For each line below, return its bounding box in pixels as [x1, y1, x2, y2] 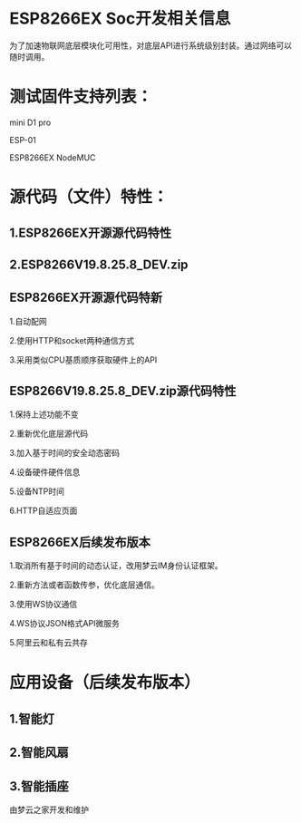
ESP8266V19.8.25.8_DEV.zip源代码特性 [9, 383, 237, 399]
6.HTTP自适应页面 [9, 505, 78, 517]
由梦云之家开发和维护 [9, 804, 89, 816]
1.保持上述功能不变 [9, 409, 79, 420]
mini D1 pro [9, 117, 52, 128]
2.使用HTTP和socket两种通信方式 [9, 334, 134, 345]
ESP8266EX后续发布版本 [9, 534, 151, 549]
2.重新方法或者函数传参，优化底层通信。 [9, 579, 160, 590]
